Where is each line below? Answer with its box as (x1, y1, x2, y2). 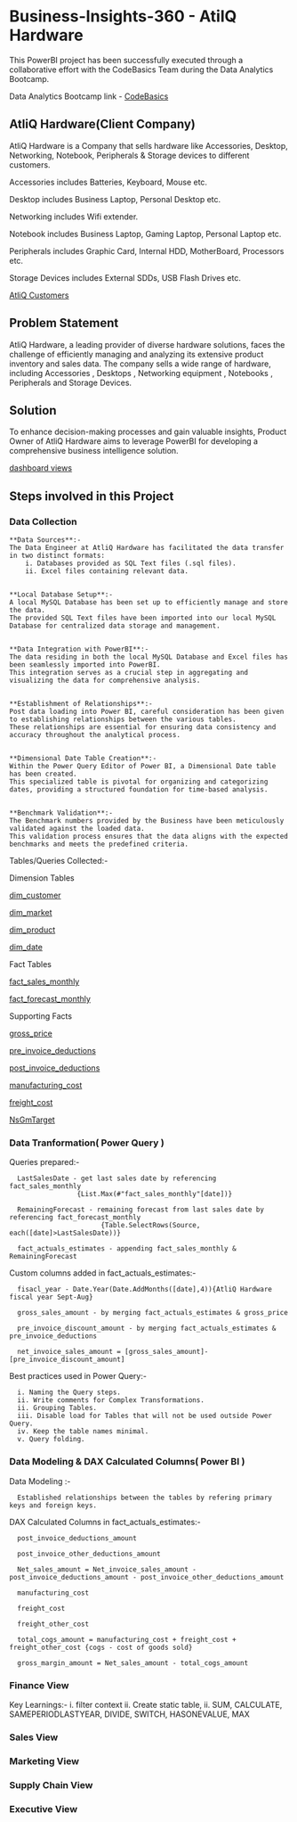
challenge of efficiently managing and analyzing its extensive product (9, 349, 264, 359)
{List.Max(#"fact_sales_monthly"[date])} (76, 1190, 233, 1199)
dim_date (9, 942, 43, 953)
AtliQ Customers (9, 290, 69, 300)
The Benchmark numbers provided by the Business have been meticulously (9, 817, 285, 825)
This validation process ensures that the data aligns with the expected (9, 832, 289, 841)
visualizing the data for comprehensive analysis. (9, 676, 201, 685)
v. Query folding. (17, 1435, 86, 1444)
